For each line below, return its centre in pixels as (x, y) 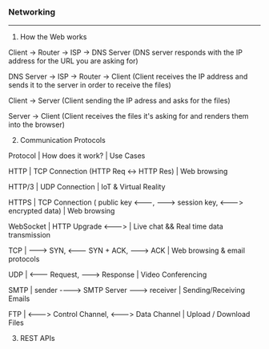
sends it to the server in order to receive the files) (90, 85)
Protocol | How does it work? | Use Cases (77, 156)
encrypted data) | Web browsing (62, 211)
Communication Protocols (62, 140)
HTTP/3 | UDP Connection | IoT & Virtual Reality (87, 187)
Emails (19, 298)
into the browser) (37, 125)
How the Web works (53, 37)
